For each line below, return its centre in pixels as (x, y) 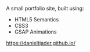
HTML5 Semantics (37, 19)
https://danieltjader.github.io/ (41, 43)
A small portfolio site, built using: (45, 8)
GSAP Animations (35, 32)
